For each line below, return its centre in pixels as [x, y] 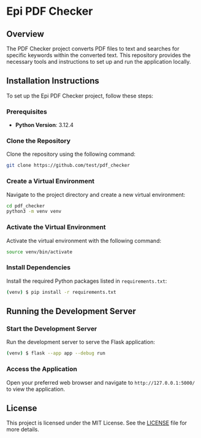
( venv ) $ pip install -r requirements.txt [61, 292]
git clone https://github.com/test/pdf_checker [68, 166]
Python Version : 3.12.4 [44, 125]
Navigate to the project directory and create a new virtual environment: [96, 194]
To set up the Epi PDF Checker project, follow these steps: [80, 96]
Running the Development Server [71, 311]
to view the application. [36, 389]
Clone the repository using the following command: [71, 154]
